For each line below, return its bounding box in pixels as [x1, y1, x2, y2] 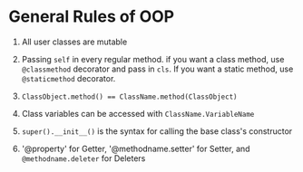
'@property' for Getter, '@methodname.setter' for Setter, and [21, 143, 250, 154]
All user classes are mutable [21, 36, 128, 47]
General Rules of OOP [8, 6, 174, 27]
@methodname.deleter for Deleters [21, 152, 146, 164]
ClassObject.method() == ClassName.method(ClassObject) [21, 92, 238, 101]
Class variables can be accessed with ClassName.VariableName [21, 108, 255, 119]
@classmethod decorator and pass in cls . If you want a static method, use [21, 63, 294, 74]
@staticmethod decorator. [21, 72, 116, 83]
